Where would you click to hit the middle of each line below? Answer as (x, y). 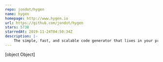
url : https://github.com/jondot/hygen (44, 23)
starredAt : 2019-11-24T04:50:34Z (39, 32)
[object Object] (20, 54)
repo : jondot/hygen (25, 9)
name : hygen (17, 14)
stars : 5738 (17, 27)
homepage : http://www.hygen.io (37, 18)
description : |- (21, 37)
